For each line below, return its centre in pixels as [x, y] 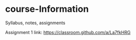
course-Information [47, 9]
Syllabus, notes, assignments [35, 23]
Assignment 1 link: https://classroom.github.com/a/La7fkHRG [68, 32]
